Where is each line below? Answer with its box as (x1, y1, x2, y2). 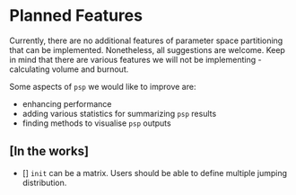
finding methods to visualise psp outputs (22, 118, 172, 129)
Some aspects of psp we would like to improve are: (9, 81, 196, 92)
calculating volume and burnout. (9, 64, 129, 75)
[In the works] (9, 144, 90, 159)
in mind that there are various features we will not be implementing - (9, 54, 262, 65)
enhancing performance (22, 98, 112, 109)
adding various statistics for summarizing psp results (22, 108, 217, 119)
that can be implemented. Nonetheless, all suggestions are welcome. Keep (9, 44, 285, 55)
